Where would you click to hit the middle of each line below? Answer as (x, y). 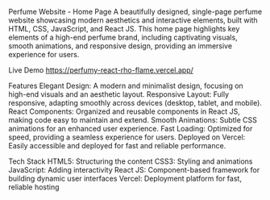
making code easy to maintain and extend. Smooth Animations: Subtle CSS (133, 120)
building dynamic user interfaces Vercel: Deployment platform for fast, (125, 178)
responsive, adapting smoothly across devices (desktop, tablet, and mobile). (135, 103)
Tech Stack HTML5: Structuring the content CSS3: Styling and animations (131, 161)
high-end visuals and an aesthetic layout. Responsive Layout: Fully (119, 94)
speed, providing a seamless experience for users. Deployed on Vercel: (127, 137)
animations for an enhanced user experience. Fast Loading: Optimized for (131, 129)
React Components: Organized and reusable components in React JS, (124, 111)
